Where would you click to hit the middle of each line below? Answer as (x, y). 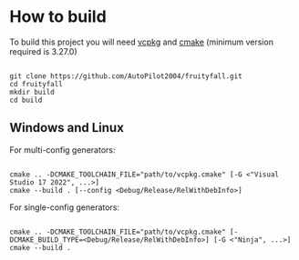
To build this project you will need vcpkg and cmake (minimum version (141, 42)
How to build (58, 17)
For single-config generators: (65, 207)
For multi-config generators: (62, 150)
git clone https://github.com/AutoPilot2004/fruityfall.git (126, 76)
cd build (26, 100)
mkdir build (32, 92)
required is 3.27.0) (43, 51)
